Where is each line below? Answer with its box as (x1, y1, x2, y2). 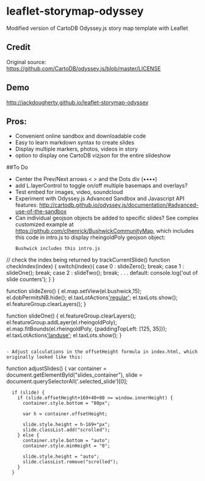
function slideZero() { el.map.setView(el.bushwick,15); (6, 288, 142, 295)
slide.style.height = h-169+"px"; (22, 422, 111, 428)
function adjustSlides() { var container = (6, 365, 107, 372)
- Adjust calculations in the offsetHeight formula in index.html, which (6, 349, 198, 355)
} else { (17, 432, 40, 438)
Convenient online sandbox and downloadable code (15, 132, 146, 140)
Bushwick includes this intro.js (15, 246, 101, 252)
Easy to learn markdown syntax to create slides (15, 139, 135, 146)
